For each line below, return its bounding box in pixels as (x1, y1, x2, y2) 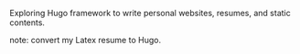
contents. (9, 17, 46, 28)
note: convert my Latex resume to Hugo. (9, 35, 162, 45)
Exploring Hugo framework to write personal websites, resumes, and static (9, 8, 291, 18)
